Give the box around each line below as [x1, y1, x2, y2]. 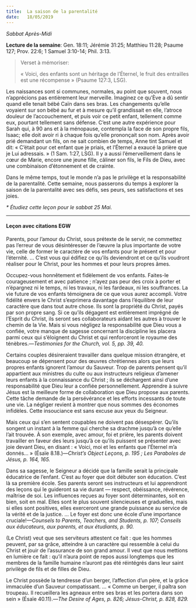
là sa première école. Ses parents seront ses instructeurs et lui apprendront [6, 479, 187, 486]
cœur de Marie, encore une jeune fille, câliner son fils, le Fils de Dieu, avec [6, 156, 185, 163]
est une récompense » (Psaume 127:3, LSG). [20, 77, 127, 84]
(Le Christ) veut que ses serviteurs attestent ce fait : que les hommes [6, 534, 172, 541]
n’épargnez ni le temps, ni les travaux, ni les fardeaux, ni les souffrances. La [6, 284, 188, 291]
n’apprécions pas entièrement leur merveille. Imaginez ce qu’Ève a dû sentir [6, 94, 188, 101]
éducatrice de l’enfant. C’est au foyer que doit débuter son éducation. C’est [6, 473, 187, 480]
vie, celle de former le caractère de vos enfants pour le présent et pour [6, 248, 177, 255]
